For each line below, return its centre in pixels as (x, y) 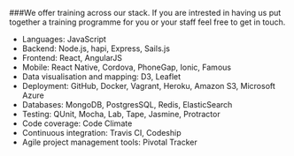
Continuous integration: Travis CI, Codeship (101, 133)
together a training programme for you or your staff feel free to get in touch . (147, 22)
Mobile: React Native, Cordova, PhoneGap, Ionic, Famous (127, 67)
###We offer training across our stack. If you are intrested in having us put (145, 13)
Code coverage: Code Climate (77, 123)
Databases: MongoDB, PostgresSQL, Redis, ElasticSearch (127, 104)
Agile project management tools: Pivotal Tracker (109, 142)
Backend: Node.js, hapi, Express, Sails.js (96, 48)
